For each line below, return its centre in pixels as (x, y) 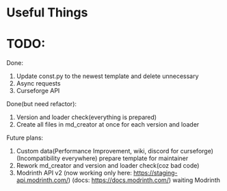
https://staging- (156, 173)
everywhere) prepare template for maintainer (125, 158)
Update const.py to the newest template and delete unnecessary (107, 76)
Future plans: (25, 138)
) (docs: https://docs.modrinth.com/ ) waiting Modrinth (144, 180)
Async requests (38, 84)
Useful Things (47, 13)
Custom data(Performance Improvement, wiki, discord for (97, 151)
